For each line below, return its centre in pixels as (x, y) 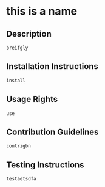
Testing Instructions (45, 165)
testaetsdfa (21, 179)
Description (29, 34)
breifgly (17, 48)
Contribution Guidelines (52, 132)
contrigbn (19, 146)
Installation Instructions (52, 66)
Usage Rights (32, 99)
